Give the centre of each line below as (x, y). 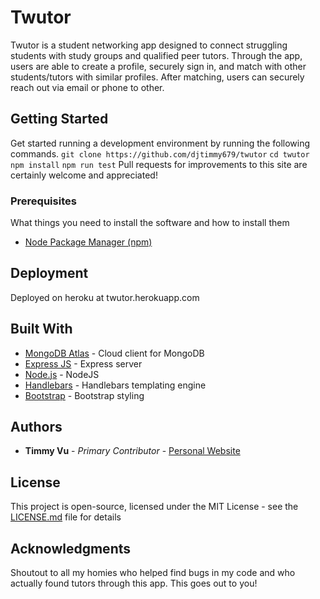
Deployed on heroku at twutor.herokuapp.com (105, 297)
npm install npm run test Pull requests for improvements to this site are (159, 164)
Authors (36, 427)
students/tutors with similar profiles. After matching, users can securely (157, 77)
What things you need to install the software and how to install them (150, 223)
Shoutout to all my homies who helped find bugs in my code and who (153, 573)
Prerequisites (43, 201)
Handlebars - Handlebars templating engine (115, 385)
